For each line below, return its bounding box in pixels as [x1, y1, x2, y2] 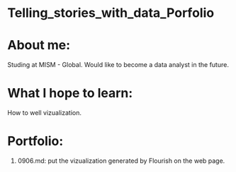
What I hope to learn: [7, 85, 133, 102]
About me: [7, 37, 71, 54]
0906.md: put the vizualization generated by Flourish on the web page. [17, 156, 225, 165]
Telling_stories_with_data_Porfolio [7, 5, 215, 21]
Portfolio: [7, 133, 64, 149]
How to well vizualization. [7, 109, 82, 117]
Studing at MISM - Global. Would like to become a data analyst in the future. [7, 61, 229, 69]
